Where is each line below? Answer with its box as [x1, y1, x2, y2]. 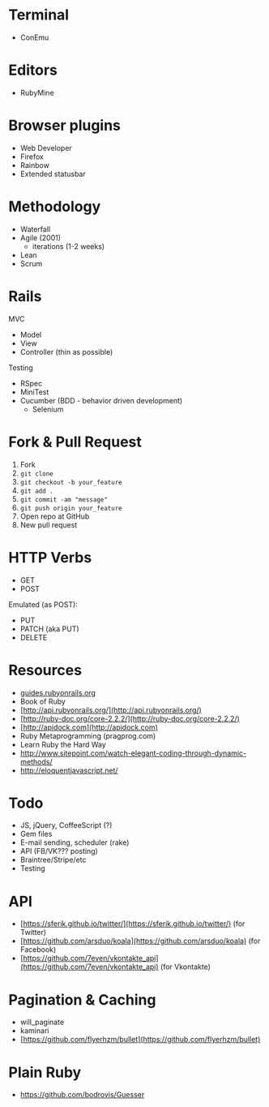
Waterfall [19, 224, 51, 234]
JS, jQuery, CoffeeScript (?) [19, 821, 113, 830]
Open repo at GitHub [19, 511, 90, 521]
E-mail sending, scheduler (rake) [19, 838, 130, 847]
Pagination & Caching [8, 990, 156, 1009]
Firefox [19, 152, 45, 162]
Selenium [32, 404, 64, 414]
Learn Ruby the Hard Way [19, 739, 107, 749]
